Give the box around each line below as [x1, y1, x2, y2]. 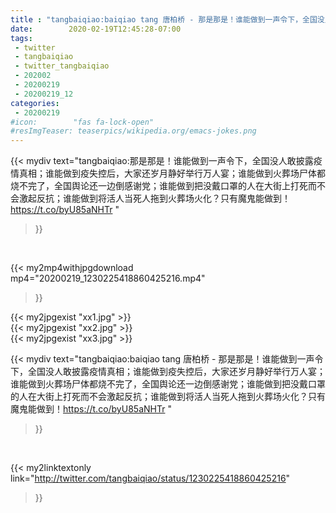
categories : [10, 98, 60, 108]
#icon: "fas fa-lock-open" [10, 117, 155, 127]
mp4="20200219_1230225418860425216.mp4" [10, 272, 206, 285]
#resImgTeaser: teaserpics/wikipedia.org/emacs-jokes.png [10, 126, 257, 136]
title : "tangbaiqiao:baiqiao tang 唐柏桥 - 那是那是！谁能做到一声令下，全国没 [10, 14, 325, 25]
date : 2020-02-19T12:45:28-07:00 [10, 24, 182, 34]
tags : [10, 33, 33, 43]
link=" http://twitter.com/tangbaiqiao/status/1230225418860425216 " [10, 472, 291, 485]
